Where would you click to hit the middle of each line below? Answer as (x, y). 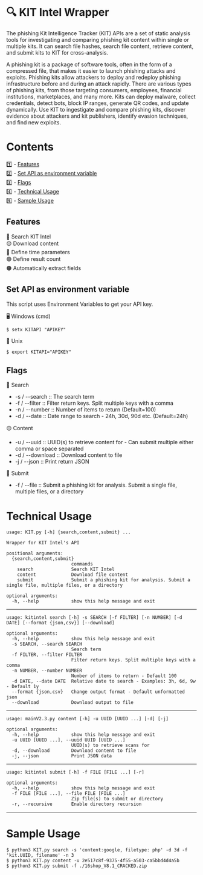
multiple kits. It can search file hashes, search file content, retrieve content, (100, 46)
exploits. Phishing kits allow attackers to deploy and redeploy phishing (94, 77)
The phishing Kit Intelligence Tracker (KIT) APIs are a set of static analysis (98, 33)
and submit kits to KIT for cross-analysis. (57, 52)
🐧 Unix (14, 340)
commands (82, 564)
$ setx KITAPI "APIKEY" (36, 329)
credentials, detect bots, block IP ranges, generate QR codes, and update (98, 103)
